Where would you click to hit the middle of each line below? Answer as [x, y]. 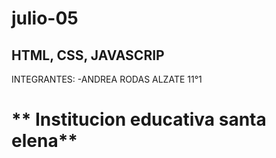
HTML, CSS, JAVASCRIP [88, 55]
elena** [44, 141]
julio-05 [45, 18]
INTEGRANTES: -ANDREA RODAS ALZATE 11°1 [107, 79]
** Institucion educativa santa [139, 119]
